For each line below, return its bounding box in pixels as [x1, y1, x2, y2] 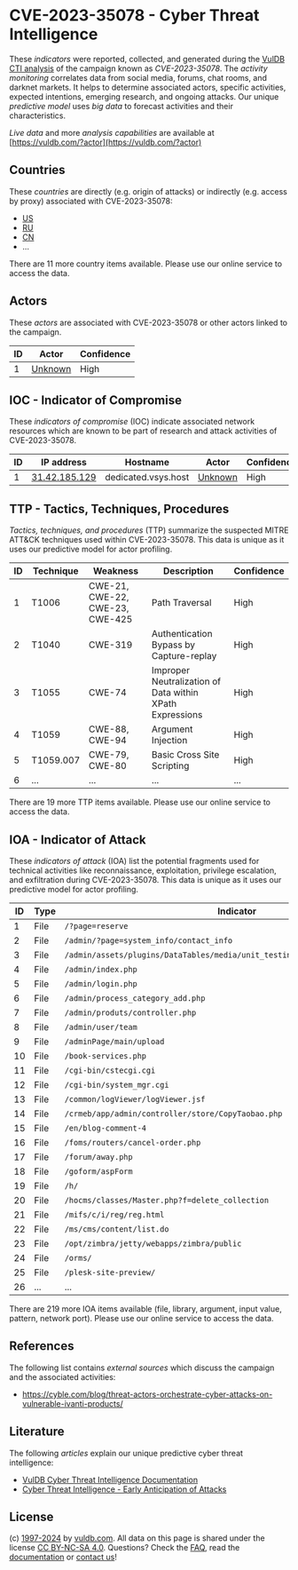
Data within [151, 686, 199, 699]
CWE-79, [88, 749, 129, 761]
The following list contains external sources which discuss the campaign [9, 1362, 275, 1373]
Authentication [151, 628, 213, 640]
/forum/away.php [64, 1152, 133, 1162]
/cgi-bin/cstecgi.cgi [64, 1066, 156, 1075]
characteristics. [9, 110, 67, 121]
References [9, 1338, 74, 1354]
